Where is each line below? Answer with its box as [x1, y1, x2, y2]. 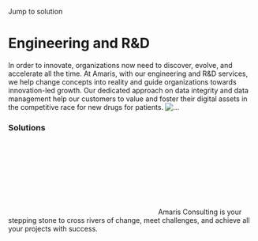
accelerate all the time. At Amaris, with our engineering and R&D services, [8, 69, 249, 78]
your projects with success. [8, 224, 99, 234]
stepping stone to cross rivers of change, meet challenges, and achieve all [8, 216, 250, 225]
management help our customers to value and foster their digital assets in [8, 94, 248, 104]
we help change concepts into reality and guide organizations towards [8, 77, 237, 86]
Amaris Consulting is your [157, 207, 242, 217]
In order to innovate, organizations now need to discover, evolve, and [8, 60, 233, 70]
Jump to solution [8, 7, 63, 16]
